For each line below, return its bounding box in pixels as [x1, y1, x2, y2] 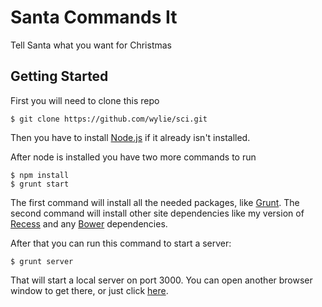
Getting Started [10, 68, 109, 85]
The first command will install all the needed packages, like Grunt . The [10, 196, 300, 208]
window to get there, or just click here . [10, 284, 169, 296]
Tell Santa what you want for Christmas [10, 39, 172, 51]
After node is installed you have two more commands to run [10, 151, 257, 163]
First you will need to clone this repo [10, 94, 160, 106]
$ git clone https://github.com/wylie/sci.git [10, 114, 208, 124]
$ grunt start [10, 179, 70, 189]
